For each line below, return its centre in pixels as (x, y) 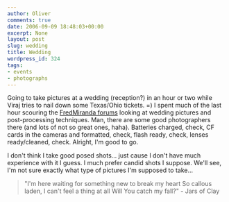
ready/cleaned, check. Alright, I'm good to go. (73, 142)
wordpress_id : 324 (34, 59)
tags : (15, 65)
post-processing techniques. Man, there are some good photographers (109, 120)
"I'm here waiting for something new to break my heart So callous (118, 184)
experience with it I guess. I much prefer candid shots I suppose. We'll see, (114, 163)
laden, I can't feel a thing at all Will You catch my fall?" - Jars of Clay (122, 191)
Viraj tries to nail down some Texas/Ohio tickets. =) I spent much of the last (114, 106)
